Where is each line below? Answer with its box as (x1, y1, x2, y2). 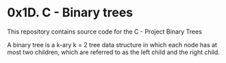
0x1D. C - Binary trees (7, 5, 134, 21)
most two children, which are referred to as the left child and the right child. (7, 48, 221, 56)
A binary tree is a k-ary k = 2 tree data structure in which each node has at (7, 40, 218, 49)
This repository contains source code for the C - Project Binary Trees (7, 27, 202, 36)
